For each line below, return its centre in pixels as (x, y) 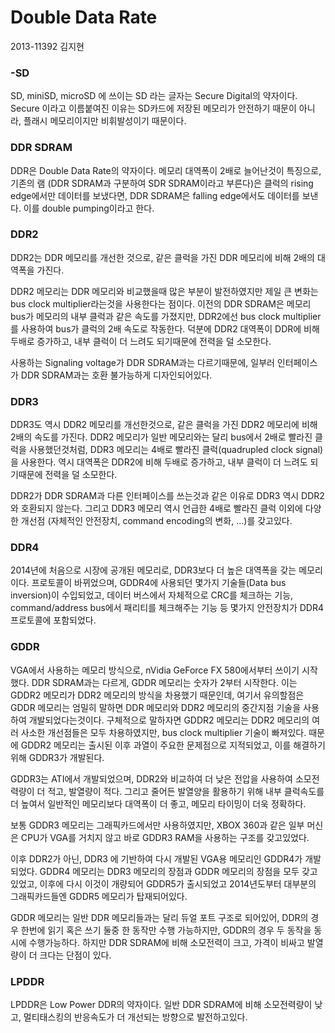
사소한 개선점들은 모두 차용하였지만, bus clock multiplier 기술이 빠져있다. (163, 732)
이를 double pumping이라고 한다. (89, 208)
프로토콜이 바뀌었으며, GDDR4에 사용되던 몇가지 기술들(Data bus (159, 583)
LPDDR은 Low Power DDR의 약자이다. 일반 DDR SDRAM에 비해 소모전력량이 (161, 1005)
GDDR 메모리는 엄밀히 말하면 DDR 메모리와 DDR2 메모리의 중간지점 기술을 (156, 707)
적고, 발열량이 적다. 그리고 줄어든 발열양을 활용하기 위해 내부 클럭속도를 (186, 791)
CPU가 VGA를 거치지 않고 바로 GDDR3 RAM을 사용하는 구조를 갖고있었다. (165, 837)
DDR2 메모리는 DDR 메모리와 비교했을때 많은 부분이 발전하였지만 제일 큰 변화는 (164, 291)
